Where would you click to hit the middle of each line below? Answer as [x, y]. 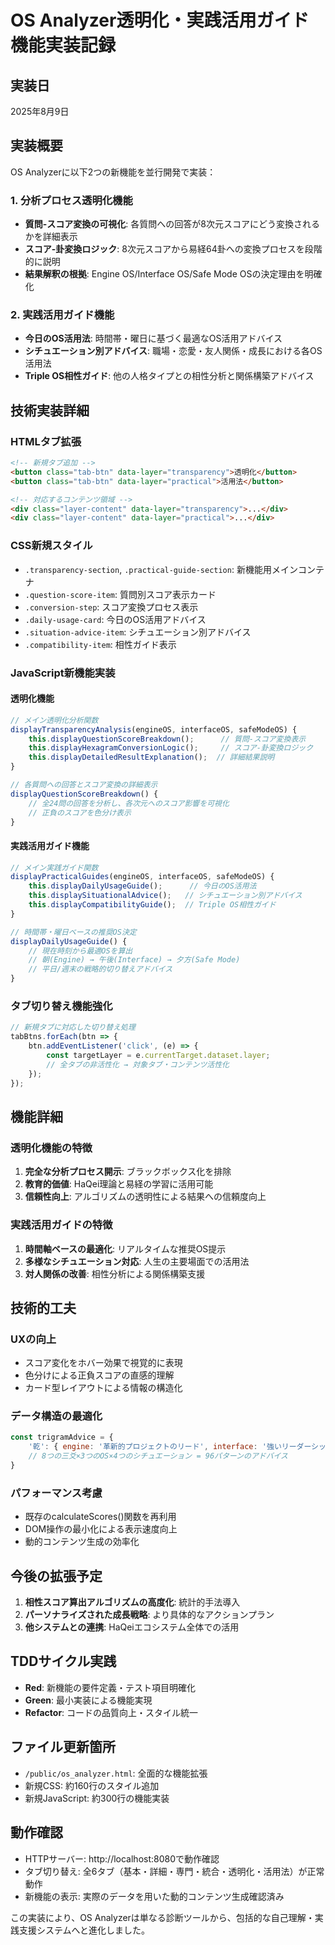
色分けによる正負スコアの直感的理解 [99, 1375]
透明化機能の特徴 [51, 1148]
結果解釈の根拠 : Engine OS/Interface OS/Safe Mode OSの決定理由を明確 [173, 274]
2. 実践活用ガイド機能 [62, 315]
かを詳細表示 [51, 237]
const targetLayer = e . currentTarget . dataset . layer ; [158, 1056]
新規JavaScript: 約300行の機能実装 [97, 1798]
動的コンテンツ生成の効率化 [82, 1542]
